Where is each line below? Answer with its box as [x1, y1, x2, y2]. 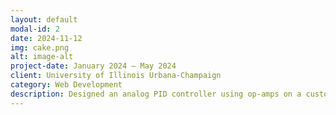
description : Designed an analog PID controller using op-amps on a [10, 89, 302, 99]
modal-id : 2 [10, 24, 60, 34]
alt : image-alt [10, 52, 74, 62]
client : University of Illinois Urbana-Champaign [10, 71, 222, 81]
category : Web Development [10, 80, 123, 90]
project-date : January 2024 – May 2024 [10, 61, 177, 71]
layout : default [10, 14, 78, 25]
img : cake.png [10, 42, 70, 53]
